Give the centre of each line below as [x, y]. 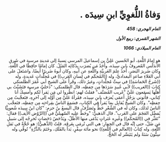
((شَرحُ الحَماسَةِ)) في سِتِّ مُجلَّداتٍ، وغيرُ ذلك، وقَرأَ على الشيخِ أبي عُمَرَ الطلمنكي [87, 81]
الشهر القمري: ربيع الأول [138, 38]
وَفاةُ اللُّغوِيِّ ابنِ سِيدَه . [120, 15]
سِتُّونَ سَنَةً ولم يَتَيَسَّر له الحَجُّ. [134, 134]
